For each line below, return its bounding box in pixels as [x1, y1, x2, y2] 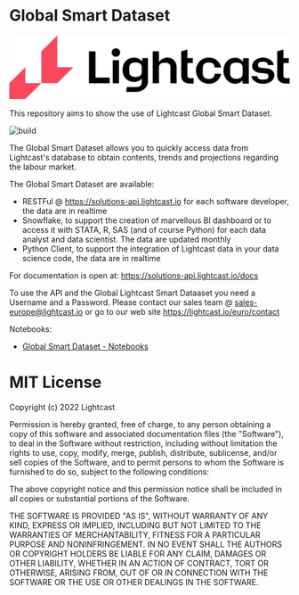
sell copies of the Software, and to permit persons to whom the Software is [9, 457, 285, 468]
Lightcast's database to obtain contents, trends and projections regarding [9, 153, 279, 163]
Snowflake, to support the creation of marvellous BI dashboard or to [21, 215, 271, 226]
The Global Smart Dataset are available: [9, 179, 155, 190]
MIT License [9, 372, 102, 393]
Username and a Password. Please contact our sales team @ [9, 297, 233, 308]
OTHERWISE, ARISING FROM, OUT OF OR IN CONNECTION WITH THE [9, 567, 269, 578]
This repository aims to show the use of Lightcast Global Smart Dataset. [9, 108, 273, 119]
